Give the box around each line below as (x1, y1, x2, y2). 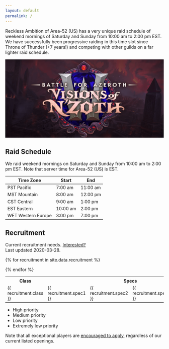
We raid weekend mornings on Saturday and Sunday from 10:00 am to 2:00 (5, 161, 161, 167)
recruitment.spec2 (90, 290, 128, 296)
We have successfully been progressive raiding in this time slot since (5, 38, 148, 45)
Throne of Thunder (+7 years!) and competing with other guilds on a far (5, 44, 153, 50)
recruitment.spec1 (47, 290, 86, 296)
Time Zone (18, 177, 41, 183)
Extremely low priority (12, 322, 58, 329)
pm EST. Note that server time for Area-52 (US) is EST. (5, 166, 119, 172)
